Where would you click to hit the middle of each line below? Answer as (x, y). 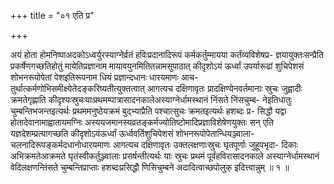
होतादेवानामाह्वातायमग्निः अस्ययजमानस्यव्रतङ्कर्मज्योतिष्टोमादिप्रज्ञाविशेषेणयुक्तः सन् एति (142, 122)
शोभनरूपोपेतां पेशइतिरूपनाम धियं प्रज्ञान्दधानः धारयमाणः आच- (104, 77)
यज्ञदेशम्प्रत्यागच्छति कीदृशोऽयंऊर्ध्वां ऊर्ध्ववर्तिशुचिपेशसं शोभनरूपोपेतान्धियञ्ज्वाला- (132, 133)
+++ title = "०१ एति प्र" (52, 15)
